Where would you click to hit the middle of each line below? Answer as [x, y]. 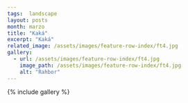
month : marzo [26, 26]
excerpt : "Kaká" [31, 40]
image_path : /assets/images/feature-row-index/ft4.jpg [101, 65]
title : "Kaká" [28, 33]
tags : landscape [32, 14]
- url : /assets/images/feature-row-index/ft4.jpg [86, 59]
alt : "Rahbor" [40, 72]
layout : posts [28, 20]
